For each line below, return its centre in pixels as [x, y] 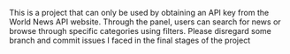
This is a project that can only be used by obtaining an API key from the [139, 13]
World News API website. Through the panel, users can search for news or [145, 22]
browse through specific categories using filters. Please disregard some [140, 31]
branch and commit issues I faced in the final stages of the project [130, 40]
